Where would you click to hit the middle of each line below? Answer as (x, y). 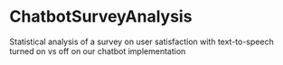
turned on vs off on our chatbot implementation (98, 51)
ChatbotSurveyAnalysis (101, 17)
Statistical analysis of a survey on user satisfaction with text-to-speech (141, 42)
